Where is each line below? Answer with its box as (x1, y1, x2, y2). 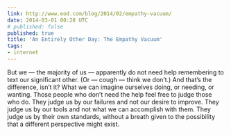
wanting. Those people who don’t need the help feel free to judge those (7, 90, 212, 98)
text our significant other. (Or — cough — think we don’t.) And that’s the (7, 75, 212, 84)
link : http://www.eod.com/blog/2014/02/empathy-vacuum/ (7, 10, 172, 17)
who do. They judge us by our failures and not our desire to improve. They (7, 97, 220, 106)
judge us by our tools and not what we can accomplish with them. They (7, 105, 212, 113)
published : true (7, 29, 54, 37)
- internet (7, 49, 39, 56)
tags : (7, 42, 23, 49)
